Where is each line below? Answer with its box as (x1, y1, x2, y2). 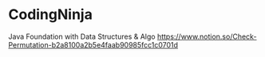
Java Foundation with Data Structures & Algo (8, 32, 156, 41)
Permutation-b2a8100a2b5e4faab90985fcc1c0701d (8, 40, 178, 49)
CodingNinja (8, 6, 93, 24)
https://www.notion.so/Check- (156, 32, 257, 41)
